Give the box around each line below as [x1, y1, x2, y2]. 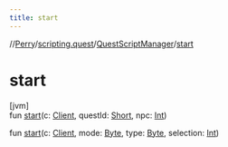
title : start [9, 13, 59, 23]
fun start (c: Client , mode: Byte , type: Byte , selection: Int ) [9, 127, 220, 138]
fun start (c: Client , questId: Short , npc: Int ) [9, 110, 167, 121]
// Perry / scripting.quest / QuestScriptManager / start [9, 38, 195, 49]
